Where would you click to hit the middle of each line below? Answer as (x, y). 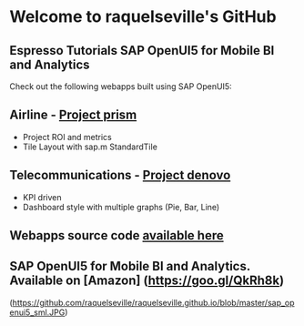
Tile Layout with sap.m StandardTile (90, 147)
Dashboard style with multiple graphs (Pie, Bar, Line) (121, 207)
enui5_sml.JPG (37, 312)
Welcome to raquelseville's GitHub (143, 17)
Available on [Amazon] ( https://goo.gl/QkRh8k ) (147, 281)
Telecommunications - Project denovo (120, 175)
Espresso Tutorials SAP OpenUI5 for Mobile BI (142, 51)
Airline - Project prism (73, 115)
